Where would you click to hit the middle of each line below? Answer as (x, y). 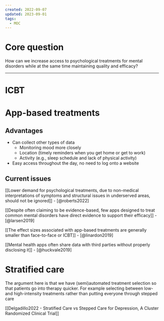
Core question (34, 47)
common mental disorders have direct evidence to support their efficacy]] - (81, 215)
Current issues (28, 179)
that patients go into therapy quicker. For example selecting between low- (79, 288)
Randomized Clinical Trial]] (32, 314)
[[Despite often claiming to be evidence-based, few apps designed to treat (80, 210)
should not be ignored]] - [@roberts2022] (47, 201)
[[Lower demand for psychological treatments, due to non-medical (72, 191)
